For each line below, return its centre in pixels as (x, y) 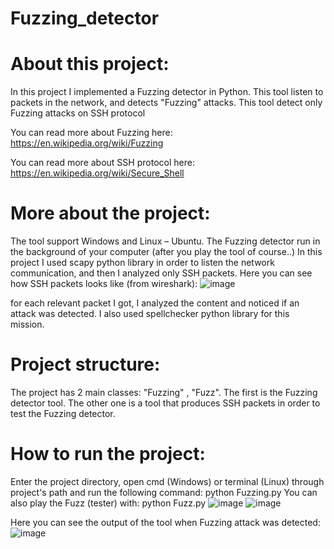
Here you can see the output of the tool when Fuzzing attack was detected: (165, 522)
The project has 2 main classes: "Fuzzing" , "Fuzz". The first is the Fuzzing (164, 392)
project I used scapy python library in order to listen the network (142, 263)
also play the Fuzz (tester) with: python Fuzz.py (108, 503)
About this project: (90, 64)
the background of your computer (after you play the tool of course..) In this (166, 252)
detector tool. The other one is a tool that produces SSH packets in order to (165, 403)
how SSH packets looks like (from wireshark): (104, 284)
